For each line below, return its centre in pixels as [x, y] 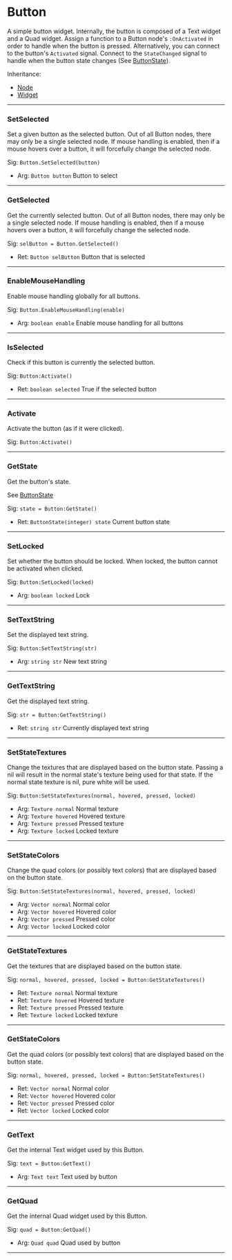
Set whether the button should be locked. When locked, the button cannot [113, 562]
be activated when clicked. [46, 568]
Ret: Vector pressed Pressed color [66, 1103]
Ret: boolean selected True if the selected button [87, 389]
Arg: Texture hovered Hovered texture [71, 816]
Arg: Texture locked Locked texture [68, 831]
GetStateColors [34, 1039]
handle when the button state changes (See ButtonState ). [89, 60]
